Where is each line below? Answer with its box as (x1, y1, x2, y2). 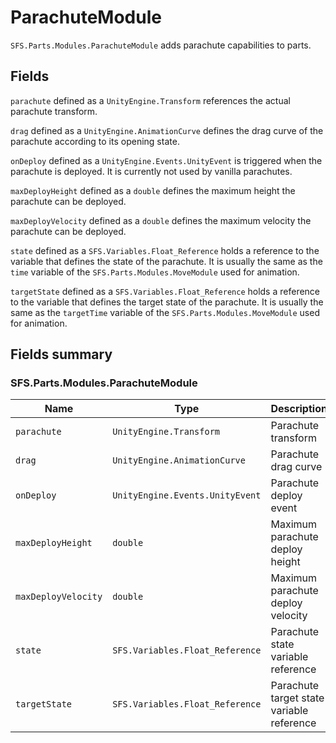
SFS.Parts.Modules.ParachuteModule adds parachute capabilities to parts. (10, 39, 312, 51)
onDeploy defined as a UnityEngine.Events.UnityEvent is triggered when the (10, 154, 323, 166)
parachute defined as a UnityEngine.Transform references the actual (10, 94, 291, 106)
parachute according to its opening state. (10, 135, 180, 147)
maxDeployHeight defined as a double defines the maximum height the (10, 184, 296, 196)
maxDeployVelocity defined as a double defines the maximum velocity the (10, 214, 312, 226)
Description (270, 402, 328, 416)
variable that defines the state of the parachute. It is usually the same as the (10, 255, 323, 267)
